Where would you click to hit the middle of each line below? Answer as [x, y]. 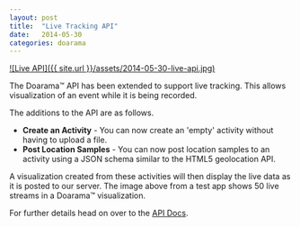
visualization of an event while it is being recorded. [103, 95]
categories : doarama [48, 43]
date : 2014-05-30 [46, 34]
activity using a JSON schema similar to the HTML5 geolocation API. [149, 159]
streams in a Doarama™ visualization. [78, 195]
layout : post [34, 18]
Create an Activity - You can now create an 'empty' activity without [148, 131]
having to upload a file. [65, 140]
